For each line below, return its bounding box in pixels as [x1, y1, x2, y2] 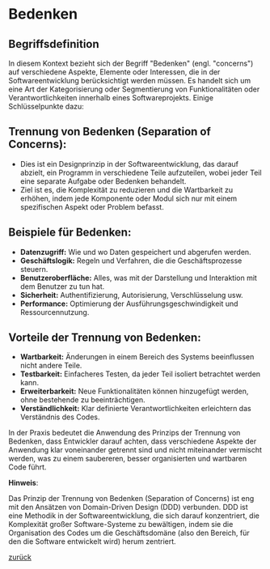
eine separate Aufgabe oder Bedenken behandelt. [19, 176, 187, 186]
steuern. [19, 264, 49, 274]
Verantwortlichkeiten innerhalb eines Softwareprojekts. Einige [8, 93, 214, 102]
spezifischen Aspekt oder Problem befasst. [19, 202, 164, 211]
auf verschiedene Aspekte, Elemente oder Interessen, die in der [8, 67, 221, 77]
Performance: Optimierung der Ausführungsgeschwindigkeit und [19, 299, 238, 308]
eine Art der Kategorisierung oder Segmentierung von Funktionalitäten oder [8, 84, 260, 94]
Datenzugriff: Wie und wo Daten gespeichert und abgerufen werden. [19, 247, 252, 257]
